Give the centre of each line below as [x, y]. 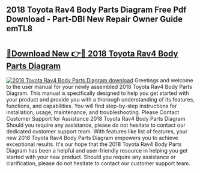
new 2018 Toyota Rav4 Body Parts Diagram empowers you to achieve [92, 138]
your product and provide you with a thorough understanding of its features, [101, 99]
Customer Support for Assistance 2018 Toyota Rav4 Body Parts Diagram [96, 119]
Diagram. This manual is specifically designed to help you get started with [98, 93]
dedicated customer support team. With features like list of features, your [97, 131]
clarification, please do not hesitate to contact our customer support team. [98, 163]
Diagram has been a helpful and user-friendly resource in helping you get [97, 150]
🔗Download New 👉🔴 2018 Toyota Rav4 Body [92, 53]
